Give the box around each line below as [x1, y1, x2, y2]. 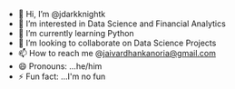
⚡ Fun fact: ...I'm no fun [17, 71, 106, 82]
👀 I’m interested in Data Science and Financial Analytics [17, 18, 227, 29]
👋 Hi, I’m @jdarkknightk [17, 9, 106, 19]
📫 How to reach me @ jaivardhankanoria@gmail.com [17, 48, 216, 58]
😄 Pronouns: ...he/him [17, 61, 103, 72]
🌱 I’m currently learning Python [17, 28, 134, 38]
